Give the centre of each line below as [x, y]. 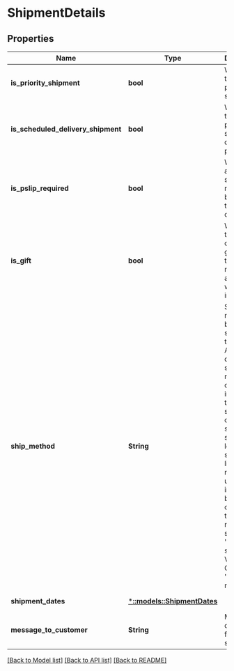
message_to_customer [49, 630]
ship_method [33, 446]
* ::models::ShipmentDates [173, 601]
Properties [31, 39]
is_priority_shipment [45, 83]
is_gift [21, 261]
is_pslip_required [40, 188]
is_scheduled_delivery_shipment [66, 129]
